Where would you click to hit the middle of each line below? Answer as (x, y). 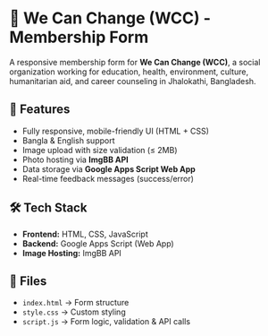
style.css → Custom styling (74, 312)
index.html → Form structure (75, 303)
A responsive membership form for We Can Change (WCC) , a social (135, 62)
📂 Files (28, 281)
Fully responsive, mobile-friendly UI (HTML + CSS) (116, 131)
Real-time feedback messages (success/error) (108, 178)
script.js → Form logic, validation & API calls (106, 322)
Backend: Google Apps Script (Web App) (98, 243)
